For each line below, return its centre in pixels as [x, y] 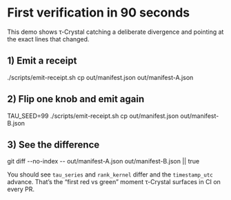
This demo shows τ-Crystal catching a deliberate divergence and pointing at [115, 32]
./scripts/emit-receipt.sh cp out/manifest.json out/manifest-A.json [100, 77]
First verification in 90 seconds [99, 13]
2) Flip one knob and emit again [76, 99]
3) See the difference [53, 144]
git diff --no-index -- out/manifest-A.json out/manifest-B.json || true [103, 161]
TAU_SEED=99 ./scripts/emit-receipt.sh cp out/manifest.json [93, 116]
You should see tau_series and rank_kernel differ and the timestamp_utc [110, 174]
